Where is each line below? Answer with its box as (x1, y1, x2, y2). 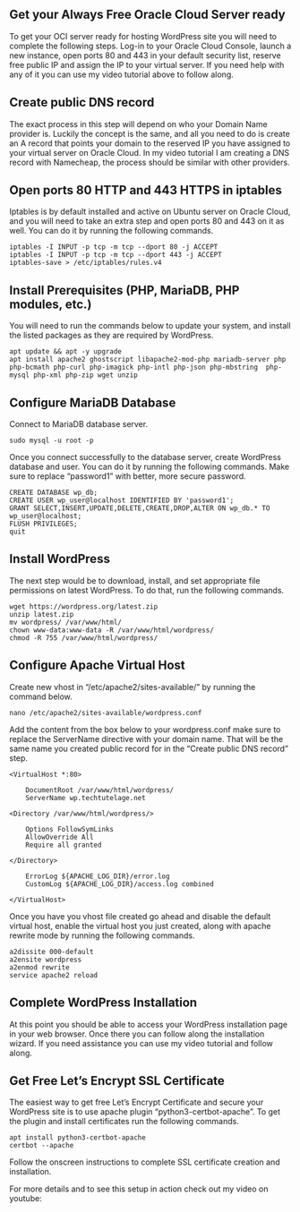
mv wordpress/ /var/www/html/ (9, 618, 123, 627)
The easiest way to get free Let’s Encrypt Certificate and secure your (9, 1097, 264, 1108)
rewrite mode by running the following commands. (9, 930, 195, 941)
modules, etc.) (9, 296, 92, 312)
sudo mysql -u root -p (9, 436, 94, 446)
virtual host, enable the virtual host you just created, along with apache (9, 920, 271, 931)
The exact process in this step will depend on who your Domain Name (9, 118, 268, 129)
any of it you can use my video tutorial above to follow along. (9, 69, 235, 80)
